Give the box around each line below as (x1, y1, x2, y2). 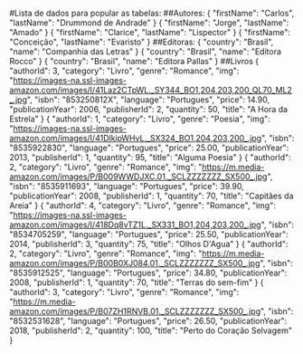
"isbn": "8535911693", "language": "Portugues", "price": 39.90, (9, 181, 244, 191)
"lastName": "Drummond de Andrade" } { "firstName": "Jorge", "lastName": (9, 17, 289, 28)
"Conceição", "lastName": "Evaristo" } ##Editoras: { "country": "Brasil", (9, 36, 274, 47)
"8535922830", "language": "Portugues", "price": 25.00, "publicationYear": (9, 142, 289, 153)
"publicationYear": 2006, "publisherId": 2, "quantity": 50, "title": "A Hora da (9, 104, 288, 114)
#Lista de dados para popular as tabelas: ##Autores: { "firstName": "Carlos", (9, 8, 295, 18)
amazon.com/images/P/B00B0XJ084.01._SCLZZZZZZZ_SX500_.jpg (9, 258, 260, 268)
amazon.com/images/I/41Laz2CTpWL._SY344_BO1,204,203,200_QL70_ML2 (9, 85, 292, 95)
